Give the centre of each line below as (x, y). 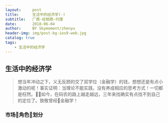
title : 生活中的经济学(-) (35, 15)
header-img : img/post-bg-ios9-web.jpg (46, 33)
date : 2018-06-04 (30, 24)
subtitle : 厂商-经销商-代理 (34, 19)
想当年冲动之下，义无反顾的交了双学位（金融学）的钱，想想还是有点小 (90, 82)
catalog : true (20, 38)
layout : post (23, 10)
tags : (11, 43)
